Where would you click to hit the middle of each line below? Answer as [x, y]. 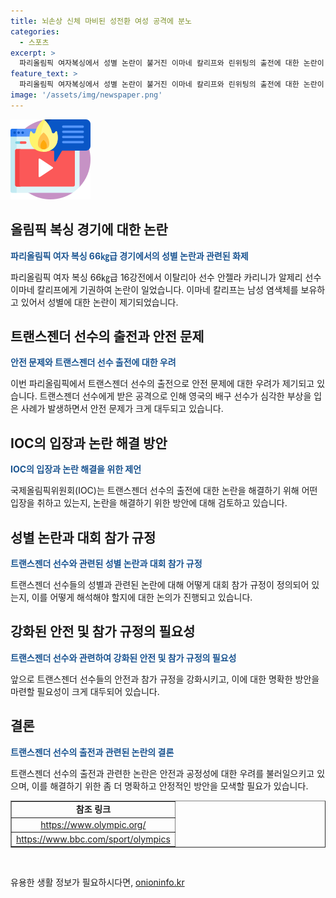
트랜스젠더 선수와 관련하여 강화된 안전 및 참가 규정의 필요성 [123, 657]
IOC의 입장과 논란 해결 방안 [89, 443]
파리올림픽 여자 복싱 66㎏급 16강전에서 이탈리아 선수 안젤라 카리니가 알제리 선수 [166, 277]
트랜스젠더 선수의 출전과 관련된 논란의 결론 [92, 752]
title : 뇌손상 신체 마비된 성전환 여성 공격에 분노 [101, 21]
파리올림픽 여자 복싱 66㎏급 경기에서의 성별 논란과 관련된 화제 [129, 256]
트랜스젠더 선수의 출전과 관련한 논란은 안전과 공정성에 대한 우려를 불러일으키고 [162, 773]
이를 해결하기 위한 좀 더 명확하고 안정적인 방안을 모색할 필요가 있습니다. [170, 786]
